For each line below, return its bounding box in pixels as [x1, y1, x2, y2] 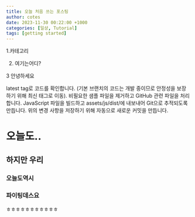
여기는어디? [14, 60, 42, 67]
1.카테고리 [6, 48, 29, 55]
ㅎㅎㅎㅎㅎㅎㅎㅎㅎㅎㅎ [6, 205, 59, 212]
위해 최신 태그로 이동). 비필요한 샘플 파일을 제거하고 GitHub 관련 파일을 [16, 92, 179, 99]
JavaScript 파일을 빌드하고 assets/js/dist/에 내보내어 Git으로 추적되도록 [23, 99, 189, 106]
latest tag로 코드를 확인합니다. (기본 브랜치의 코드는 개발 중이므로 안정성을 [6, 85, 176, 92]
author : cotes [6, 14, 41, 20]
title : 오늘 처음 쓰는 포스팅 [6, 8, 69, 15]
